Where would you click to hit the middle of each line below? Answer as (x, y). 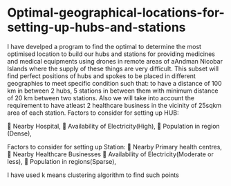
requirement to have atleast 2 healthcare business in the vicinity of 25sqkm (114, 105)
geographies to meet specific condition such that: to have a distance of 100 (115, 83)
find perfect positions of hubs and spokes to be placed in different (101, 76)
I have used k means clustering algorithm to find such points (93, 175)
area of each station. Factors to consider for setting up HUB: (93, 113)
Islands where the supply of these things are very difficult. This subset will (113, 68)
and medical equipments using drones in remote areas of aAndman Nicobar (115, 61)
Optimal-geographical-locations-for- (116, 13)
